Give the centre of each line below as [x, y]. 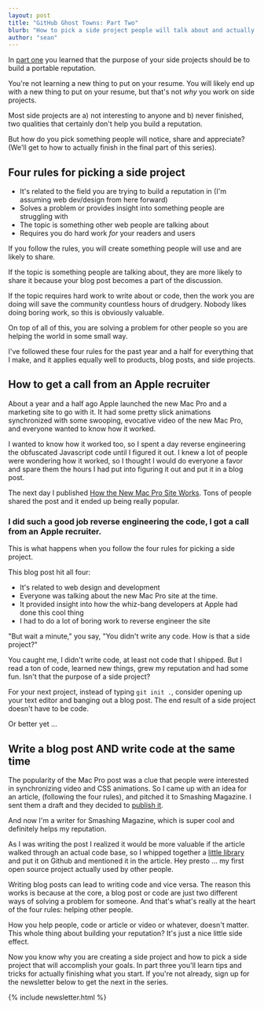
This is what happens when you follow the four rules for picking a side [122, 549]
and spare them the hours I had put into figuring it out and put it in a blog [126, 469]
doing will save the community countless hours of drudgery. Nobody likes [128, 304]
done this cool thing [51, 612]
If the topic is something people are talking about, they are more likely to [125, 272]
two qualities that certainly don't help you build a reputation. [105, 124]
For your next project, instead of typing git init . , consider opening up [125, 692]
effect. [19, 941]
